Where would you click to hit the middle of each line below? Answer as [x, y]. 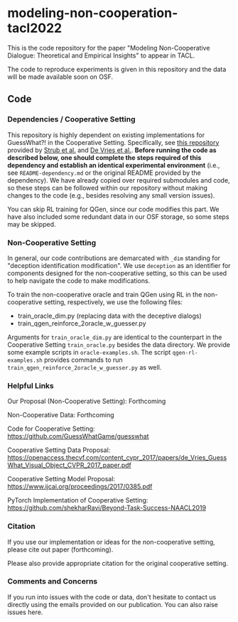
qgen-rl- [185, 353]
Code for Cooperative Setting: [51, 429]
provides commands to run [83, 360]
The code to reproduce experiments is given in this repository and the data [117, 69]
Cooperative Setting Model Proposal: [61, 479]
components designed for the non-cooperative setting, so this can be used [117, 273]
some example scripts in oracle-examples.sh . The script [89, 352]
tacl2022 [35, 28]
